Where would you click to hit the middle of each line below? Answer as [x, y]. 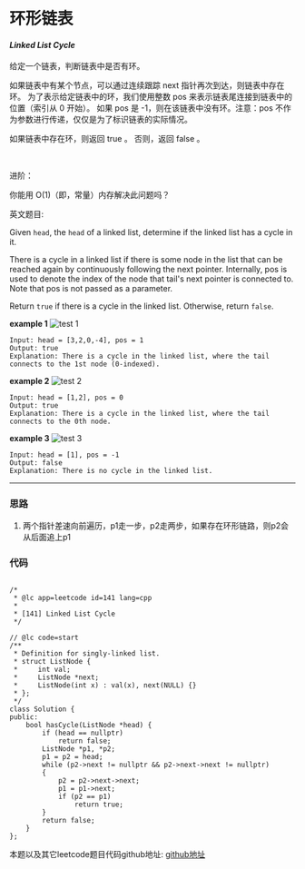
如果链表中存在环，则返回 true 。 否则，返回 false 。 [107, 139]
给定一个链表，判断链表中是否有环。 [77, 66]
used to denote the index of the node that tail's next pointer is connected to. [152, 279]
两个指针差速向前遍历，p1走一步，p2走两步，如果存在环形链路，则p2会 [155, 525]
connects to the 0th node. [60, 422]
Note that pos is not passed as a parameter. [91, 289]
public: [24, 717]
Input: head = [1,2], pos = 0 [67, 398]
